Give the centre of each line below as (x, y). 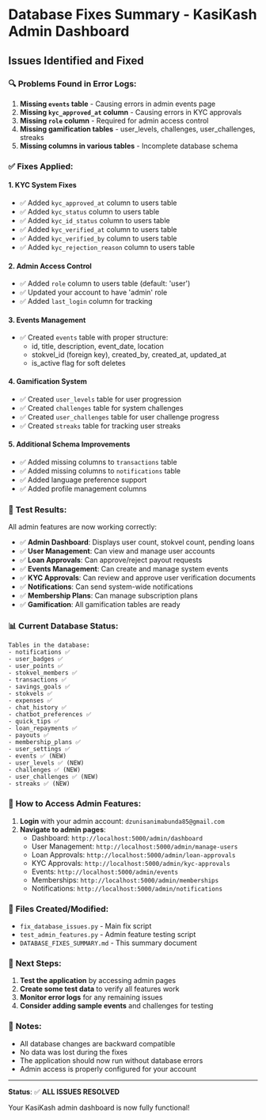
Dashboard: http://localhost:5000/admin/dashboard (117, 837)
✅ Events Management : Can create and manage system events (124, 569)
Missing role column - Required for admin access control (114, 120)
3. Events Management (47, 320)
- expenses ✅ (30, 701)
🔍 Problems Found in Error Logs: (72, 83)
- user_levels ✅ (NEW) (46, 763)
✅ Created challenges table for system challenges (101, 408)
